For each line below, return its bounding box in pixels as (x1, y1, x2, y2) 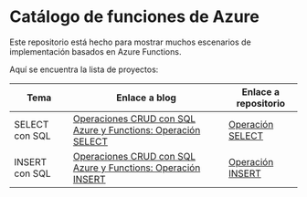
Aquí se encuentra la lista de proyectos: (9, 64, 159, 75)
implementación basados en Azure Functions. (9, 46, 182, 57)
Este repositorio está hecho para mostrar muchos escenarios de (9, 36, 251, 47)
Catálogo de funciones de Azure (9, 6, 260, 27)
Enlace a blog (116, 91, 176, 104)
